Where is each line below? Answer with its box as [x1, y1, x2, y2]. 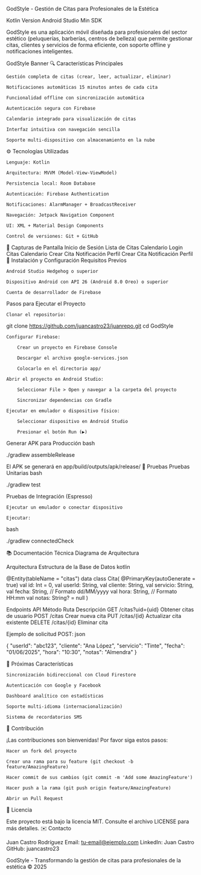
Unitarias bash [6, 469, 42, 476]
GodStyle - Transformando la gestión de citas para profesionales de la [6, 857, 181, 864]
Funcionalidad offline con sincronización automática [6, 95, 145, 101]
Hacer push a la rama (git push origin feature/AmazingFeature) [6, 785, 171, 791]
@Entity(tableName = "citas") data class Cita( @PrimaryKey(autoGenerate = [6, 575, 196, 582]
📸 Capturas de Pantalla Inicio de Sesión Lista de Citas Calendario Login [6, 244, 183, 251]
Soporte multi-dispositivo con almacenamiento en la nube [6, 137, 155, 143]
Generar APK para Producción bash [6, 440, 95, 447]
